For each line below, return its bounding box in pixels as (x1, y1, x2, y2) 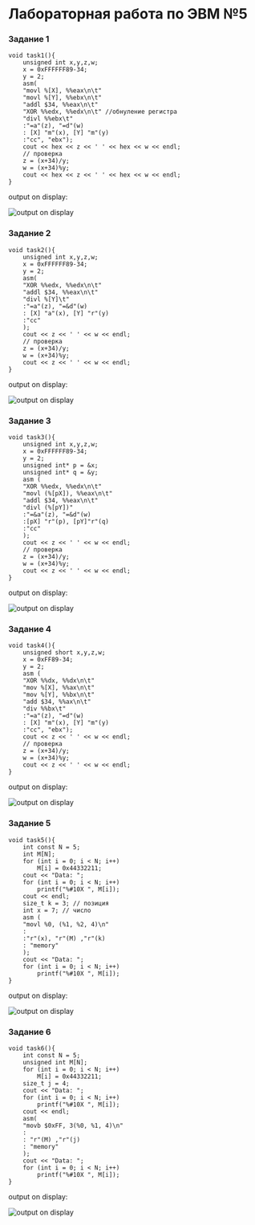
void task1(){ (8, 51, 56, 60)
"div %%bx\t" (22, 705, 67, 713)
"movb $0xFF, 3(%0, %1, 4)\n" (22, 1121, 124, 1129)
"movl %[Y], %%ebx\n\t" (22, 94, 103, 102)
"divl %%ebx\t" (22, 115, 74, 123)
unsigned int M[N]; (22, 1058, 88, 1066)
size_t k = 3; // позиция (22, 899, 110, 907)
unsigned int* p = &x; (22, 462, 99, 470)
